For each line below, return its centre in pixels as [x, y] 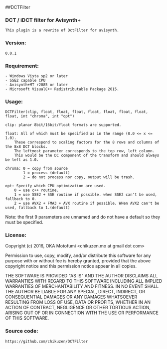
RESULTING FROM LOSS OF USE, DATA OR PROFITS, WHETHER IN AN [78, 302]
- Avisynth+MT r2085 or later [37, 85]
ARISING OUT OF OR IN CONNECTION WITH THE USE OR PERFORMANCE [82, 313]
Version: [16, 43]
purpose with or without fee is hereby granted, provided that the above [78, 261]
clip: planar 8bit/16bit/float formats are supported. [63, 125]
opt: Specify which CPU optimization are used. [56, 186]
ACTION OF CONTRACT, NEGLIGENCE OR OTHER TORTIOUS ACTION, [78, 308]
